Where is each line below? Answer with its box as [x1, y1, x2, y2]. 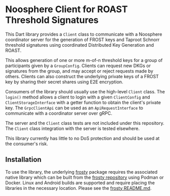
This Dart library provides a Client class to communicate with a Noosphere [5, 31, 162, 37]
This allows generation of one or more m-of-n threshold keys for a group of [5, 57, 163, 63]
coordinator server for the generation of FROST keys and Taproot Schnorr [5, 37, 160, 43]
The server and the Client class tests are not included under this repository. [5, 120, 165, 126]
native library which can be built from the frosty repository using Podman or [5, 174, 164, 180]
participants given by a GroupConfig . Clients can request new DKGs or [5, 62, 151, 69]
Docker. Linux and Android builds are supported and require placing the [5, 179, 155, 186]
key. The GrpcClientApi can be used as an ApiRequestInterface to [5, 105, 144, 111]
